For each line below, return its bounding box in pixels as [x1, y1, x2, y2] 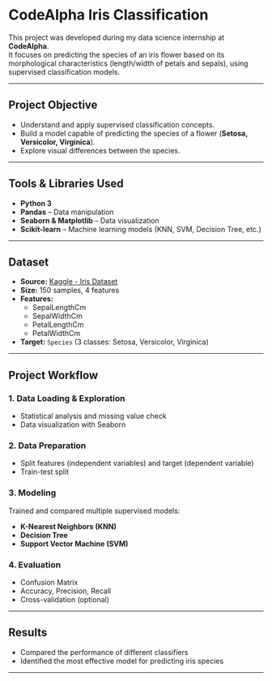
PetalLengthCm [32, 320, 84, 330]
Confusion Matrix [19, 577, 79, 587]
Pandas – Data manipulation [19, 207, 115, 217]
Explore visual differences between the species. [19, 145, 181, 155]
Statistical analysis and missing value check [19, 412, 168, 421]
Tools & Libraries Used [8, 177, 124, 191]
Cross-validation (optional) [19, 594, 110, 604]
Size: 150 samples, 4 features [19, 286, 120, 295]
